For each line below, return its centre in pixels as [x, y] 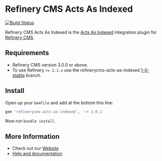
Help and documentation [37, 154]
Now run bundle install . [30, 121]
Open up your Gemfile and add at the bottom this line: [59, 102]
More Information [32, 136]
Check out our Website [35, 148]
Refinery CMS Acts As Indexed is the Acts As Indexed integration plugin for [81, 32]
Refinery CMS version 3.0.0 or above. [50, 64]
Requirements [27, 53]
